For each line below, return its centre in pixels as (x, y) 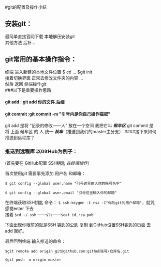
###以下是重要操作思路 (28, 90)
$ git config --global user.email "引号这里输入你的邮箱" (61, 193)
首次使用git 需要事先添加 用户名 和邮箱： (45, 173)
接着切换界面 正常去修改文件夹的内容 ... (44, 78)
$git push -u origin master (33, 260)
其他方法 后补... (20, 42)
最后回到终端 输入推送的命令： (35, 241)
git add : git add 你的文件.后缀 (35, 102)
